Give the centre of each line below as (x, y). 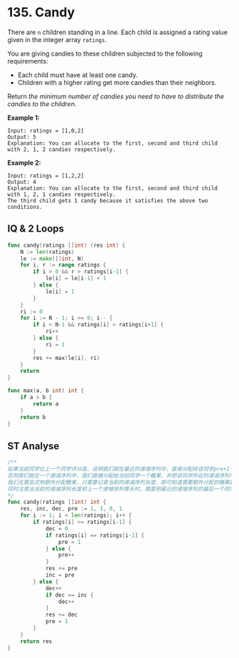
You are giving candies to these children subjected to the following (105, 53)
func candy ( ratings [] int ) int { (57, 502)
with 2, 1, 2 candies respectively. (62, 149)
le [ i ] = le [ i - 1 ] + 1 (76, 279)
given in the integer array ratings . (57, 39)
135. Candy (41, 12)
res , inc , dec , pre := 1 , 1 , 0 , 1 (71, 509)
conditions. (25, 207)
